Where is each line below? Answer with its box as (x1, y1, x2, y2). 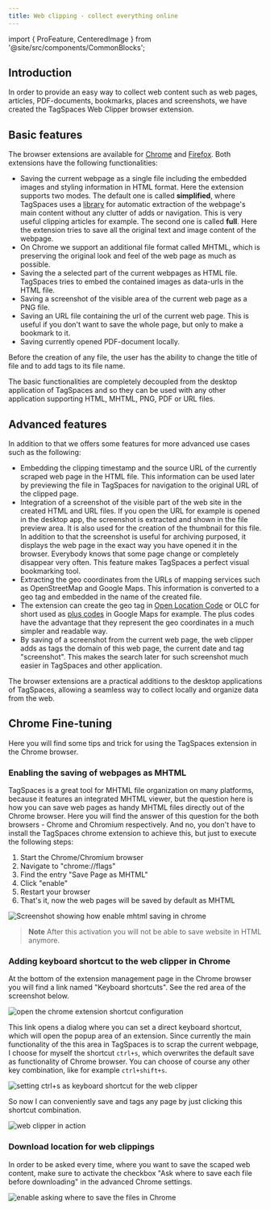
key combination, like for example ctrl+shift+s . (8, 1065, 168, 1075)
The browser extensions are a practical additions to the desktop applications (8, 677, 263, 686)
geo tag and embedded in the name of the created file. (19, 592, 202, 602)
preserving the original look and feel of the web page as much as (19, 251, 236, 261)
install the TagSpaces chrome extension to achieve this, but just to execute (8, 828, 257, 838)
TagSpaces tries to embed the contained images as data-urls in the (19, 276, 244, 287)
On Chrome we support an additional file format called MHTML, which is (19, 242, 260, 252)
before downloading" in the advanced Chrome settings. (8, 1177, 193, 1187)
